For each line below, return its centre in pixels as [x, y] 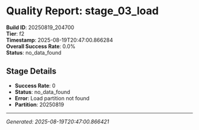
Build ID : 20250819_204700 [40, 27]
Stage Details [31, 72]
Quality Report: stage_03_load [82, 11]
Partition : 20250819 [39, 104]
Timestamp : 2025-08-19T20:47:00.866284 [60, 40]
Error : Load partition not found [52, 98]
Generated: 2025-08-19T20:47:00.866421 [58, 121]
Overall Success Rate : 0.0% [41, 46]
